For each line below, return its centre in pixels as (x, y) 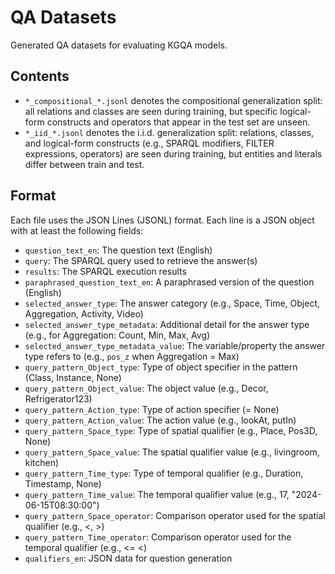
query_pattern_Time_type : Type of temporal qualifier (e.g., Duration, (164, 473)
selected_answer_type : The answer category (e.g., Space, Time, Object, (172, 303)
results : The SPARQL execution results (105, 271)
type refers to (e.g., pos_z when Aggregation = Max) (132, 356)
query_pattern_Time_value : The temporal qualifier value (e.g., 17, (157, 494)
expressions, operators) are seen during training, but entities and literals (173, 153)
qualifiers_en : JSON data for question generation (128, 558)
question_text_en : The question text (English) (118, 250)
